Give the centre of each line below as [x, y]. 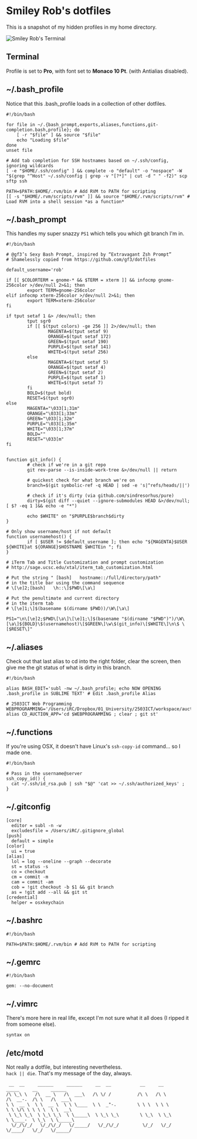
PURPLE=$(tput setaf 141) [79, 347]
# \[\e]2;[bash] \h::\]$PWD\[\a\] [51, 588]
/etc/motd [25, 1053]
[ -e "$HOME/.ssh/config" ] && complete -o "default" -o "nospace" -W [94, 171]
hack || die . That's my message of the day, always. [69, 1073]
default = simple [33, 841]
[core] [14, 820]
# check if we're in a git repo [67, 465]
